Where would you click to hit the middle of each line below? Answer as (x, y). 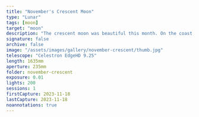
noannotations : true (32, 105)
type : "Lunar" (24, 17)
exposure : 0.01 (25, 77)
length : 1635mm (25, 61)
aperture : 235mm (26, 66)
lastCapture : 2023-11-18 (37, 99)
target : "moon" (25, 28)
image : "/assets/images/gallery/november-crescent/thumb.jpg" (85, 50)
